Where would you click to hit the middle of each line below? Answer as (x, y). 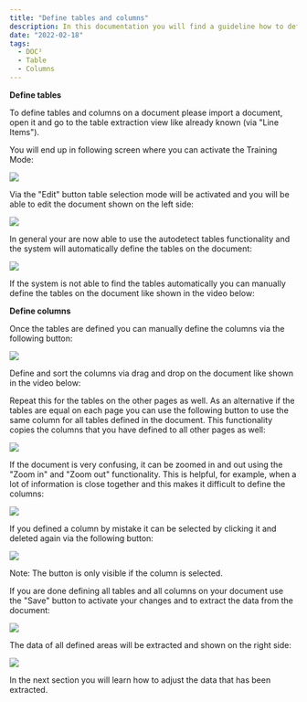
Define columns (40, 311)
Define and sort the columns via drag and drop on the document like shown (152, 373)
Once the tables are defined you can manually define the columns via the (147, 328)
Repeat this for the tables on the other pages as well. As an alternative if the (152, 400)
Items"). (24, 132)
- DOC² (30, 52)
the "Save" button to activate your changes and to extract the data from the (152, 601)
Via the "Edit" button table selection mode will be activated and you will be (149, 194)
